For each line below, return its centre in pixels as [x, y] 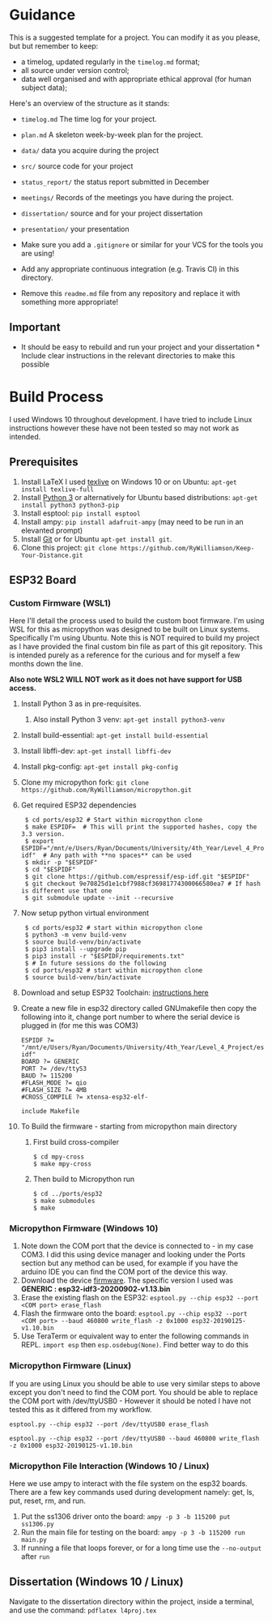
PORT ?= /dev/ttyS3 [54, 1069]
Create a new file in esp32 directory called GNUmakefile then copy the [139, 1008]
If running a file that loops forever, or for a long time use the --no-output [141, 1548]
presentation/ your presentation [75, 229]
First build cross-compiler [76, 1142]
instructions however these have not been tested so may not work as [124, 428]
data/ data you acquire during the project [90, 150]
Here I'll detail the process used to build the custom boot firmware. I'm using [137, 621]
